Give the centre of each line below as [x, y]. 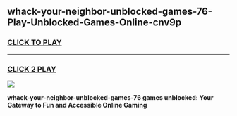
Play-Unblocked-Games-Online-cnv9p [95, 23]
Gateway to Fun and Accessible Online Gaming [77, 105]
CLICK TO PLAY [35, 43]
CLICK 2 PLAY [32, 69]
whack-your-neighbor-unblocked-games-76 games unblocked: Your [110, 97]
